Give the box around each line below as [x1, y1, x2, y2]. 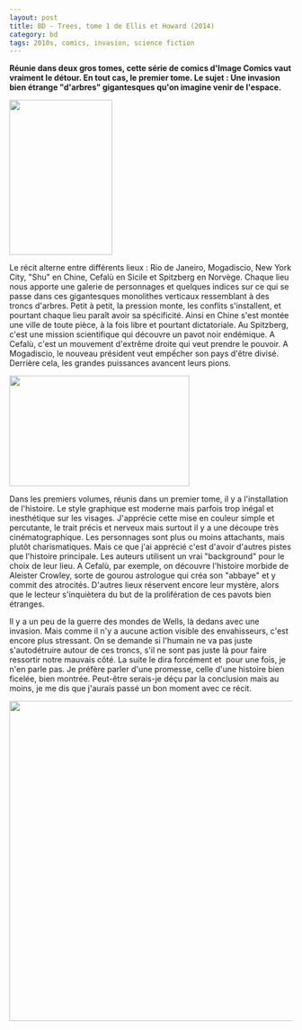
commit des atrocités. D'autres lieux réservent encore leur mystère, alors [9, 580, 280, 590]
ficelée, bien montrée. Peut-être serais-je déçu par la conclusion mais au [9, 673, 280, 684]
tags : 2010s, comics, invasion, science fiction [9, 38, 195, 48]
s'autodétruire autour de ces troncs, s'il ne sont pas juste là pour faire [9, 644, 268, 656]
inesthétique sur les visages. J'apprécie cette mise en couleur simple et [9, 513, 275, 524]
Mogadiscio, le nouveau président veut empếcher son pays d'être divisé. [9, 348, 280, 360]
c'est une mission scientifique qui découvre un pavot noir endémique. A [9, 329, 276, 340]
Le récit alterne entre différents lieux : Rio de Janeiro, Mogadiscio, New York [9, 262, 292, 273]
